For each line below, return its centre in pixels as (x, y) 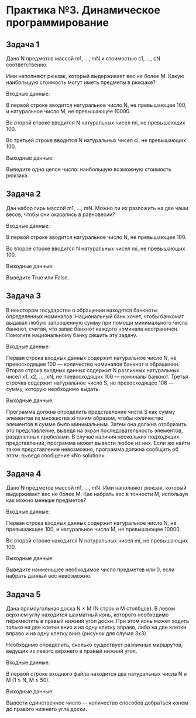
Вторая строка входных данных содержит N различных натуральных (93, 370)
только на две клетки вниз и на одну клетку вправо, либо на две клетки (96, 627)
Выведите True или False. (37, 277)
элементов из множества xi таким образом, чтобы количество (85, 418)
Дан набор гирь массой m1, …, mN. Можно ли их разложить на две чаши (97, 208)
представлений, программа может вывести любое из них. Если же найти (98, 443)
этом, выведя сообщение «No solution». (56, 455)
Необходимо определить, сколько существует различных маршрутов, (94, 645)
